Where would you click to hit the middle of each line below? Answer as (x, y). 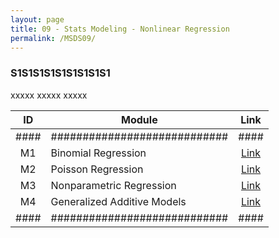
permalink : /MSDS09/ (53, 38)
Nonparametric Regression (113, 185)
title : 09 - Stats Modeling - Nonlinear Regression (120, 29)
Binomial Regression (98, 153)
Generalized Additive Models (118, 201)
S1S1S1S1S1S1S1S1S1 (60, 73)
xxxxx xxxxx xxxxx (49, 95)
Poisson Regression (97, 169)
